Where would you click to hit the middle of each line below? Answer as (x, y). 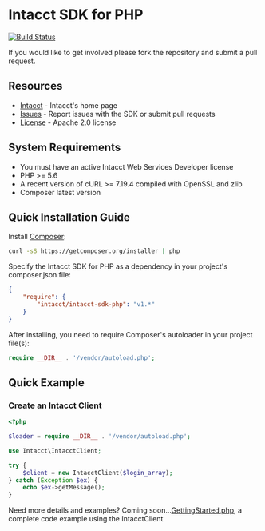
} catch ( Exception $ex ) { (53, 480)
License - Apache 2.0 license (68, 122)
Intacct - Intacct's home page (69, 105)
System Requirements (65, 148)
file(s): (19, 343)
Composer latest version (60, 192)
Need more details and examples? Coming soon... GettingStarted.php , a (125, 510)
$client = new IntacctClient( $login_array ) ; (98, 473)
